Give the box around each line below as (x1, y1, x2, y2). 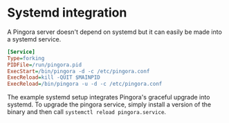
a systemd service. (7, 35, 62, 43)
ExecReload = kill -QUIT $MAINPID (7, 74, 100, 81)
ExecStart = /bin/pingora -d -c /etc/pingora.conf (7, 68, 150, 75)
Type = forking (7, 55, 45, 61)
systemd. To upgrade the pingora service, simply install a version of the (7, 100, 212, 108)
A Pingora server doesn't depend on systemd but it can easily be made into (7, 28, 223, 36)
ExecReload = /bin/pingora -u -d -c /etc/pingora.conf (7, 81, 163, 88)
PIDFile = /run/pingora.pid (7, 61, 82, 68)
